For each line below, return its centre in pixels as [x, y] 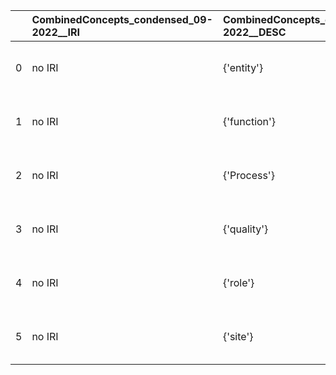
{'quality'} [245, 229]
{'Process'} [248, 175]
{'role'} [238, 282]
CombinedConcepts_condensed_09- [122, 19]
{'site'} [238, 336]
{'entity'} [243, 67]
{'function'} [249, 121]
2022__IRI [56, 32]
